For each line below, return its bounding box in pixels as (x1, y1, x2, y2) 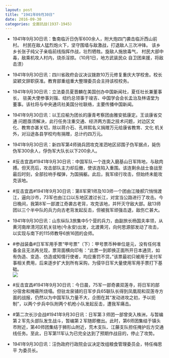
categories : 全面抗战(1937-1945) (5, 21, 72, 27)
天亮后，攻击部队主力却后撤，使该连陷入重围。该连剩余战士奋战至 (26, 165, 162, 171)
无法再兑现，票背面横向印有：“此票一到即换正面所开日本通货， (26, 247, 156, 253)
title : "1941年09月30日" (5, 12, 55, 17)
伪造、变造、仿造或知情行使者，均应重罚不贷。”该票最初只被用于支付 (17, 254, 158, 260)
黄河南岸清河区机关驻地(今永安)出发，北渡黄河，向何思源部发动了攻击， (12, 224, 162, 230)
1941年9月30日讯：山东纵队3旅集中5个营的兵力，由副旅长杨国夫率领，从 (12, 218, 163, 224)
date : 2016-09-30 (5, 17, 42, 22)
